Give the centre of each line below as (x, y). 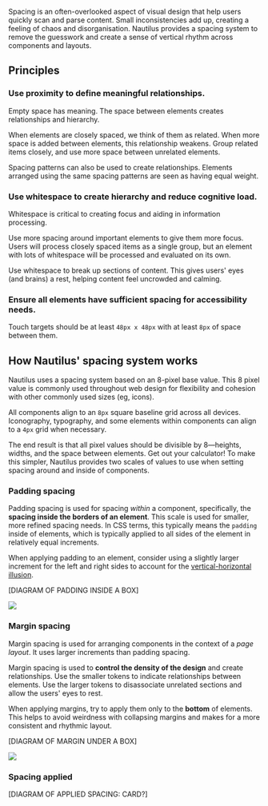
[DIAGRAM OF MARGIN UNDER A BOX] (73, 741)
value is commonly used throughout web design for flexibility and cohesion (132, 389)
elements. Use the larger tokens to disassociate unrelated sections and (125, 684)
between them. (33, 336)
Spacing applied (41, 776)
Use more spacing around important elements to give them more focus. (126, 237)
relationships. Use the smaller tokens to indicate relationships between (125, 676)
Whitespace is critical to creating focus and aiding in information (114, 213)
